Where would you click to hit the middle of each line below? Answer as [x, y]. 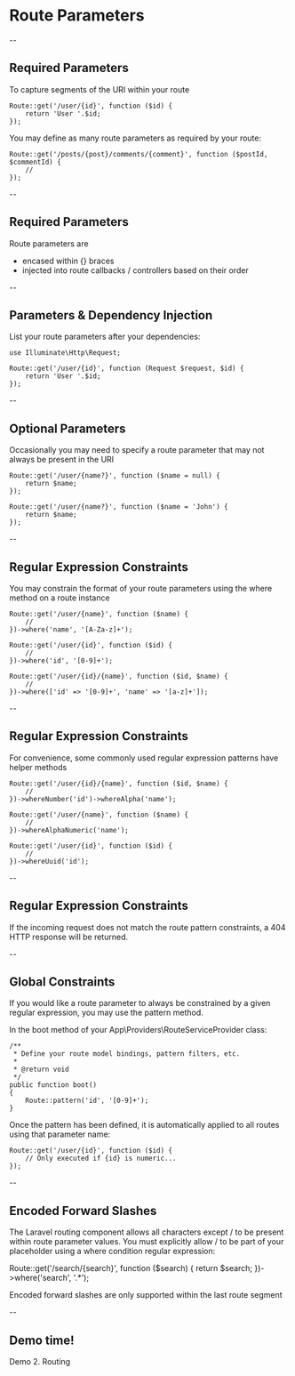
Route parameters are [49, 243]
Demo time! [42, 1340]
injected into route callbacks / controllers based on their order [135, 270]
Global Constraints [62, 982]
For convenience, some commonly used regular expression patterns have [144, 758]
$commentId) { [36, 162]
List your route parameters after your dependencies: [105, 337]
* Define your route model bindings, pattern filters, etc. [127, 1054]
